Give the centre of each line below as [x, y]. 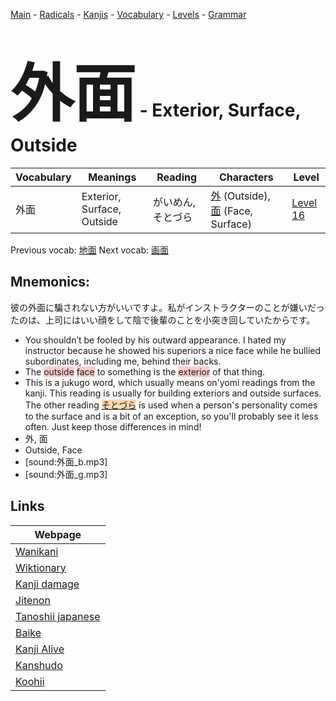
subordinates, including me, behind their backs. [123, 361]
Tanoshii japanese [58, 616]
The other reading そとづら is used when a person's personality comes [171, 405]
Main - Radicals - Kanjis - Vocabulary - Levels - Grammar [128, 14]
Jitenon [33, 600]
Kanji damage [47, 584]
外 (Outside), [240, 196]
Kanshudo [39, 665]
